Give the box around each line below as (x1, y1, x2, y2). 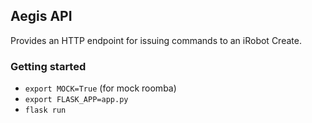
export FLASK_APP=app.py (24, 95, 129, 105)
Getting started (10, 59, 87, 73)
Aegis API (10, 8, 73, 25)
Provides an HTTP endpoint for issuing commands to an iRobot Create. (10, 34, 302, 46)
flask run (24, 105, 67, 116)
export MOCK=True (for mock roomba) (24, 82, 177, 94)
